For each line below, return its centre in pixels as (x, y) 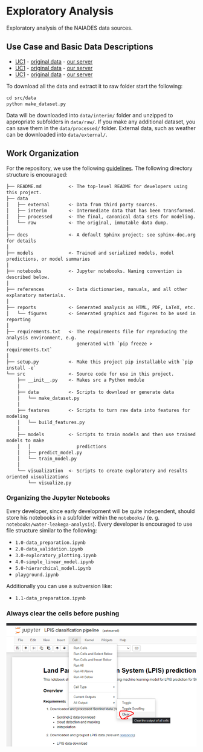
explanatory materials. (36, 295)
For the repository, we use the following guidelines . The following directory (99, 168)
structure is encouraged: (37, 174)
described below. (28, 277)
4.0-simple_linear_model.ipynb (54, 562)
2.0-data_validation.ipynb (49, 549)
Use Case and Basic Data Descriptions (80, 47)
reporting (19, 319)
